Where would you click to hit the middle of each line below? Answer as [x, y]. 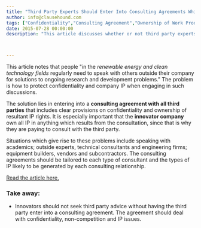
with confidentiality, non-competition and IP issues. [78, 219]
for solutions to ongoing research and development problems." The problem [100, 80]
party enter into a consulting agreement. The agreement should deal [99, 212]
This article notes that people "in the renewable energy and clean [87, 67]
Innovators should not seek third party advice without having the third [101, 206]
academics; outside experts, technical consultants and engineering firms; [97, 147]
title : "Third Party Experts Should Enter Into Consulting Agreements [96, 12]
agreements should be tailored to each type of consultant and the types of [98, 160]
